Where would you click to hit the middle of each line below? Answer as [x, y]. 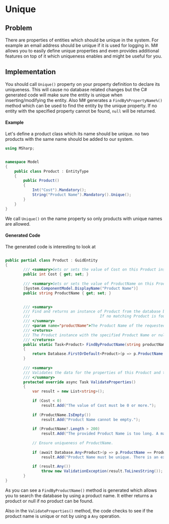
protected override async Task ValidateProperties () [80, 382]
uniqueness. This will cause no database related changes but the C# [76, 89]
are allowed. [18, 224]
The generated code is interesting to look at [51, 246]
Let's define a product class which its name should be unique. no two [77, 134]
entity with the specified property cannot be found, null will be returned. [81, 111]
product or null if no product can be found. [49, 501]
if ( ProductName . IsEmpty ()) [62, 415]
